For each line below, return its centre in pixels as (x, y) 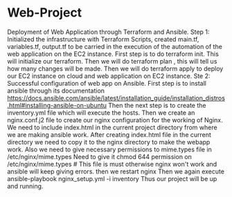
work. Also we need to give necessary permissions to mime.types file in (110, 149)
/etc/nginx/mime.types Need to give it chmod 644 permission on (100, 156)
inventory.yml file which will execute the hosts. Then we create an (101, 113)
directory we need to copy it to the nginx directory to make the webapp (109, 142)
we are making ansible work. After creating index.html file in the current (109, 134)
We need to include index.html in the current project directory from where (112, 127)
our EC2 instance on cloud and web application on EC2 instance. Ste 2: (109, 76)
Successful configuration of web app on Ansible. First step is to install (107, 83)
